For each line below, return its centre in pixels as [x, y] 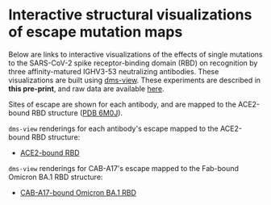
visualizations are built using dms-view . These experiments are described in [134, 80]
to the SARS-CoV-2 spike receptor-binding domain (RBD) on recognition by [133, 63]
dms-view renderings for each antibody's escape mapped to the [114, 128]
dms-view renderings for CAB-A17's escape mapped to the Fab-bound [124, 168]
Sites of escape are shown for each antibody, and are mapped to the [122, 104]
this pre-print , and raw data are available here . [86, 88]
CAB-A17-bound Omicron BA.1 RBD [78, 192]
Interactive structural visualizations [130, 15]
